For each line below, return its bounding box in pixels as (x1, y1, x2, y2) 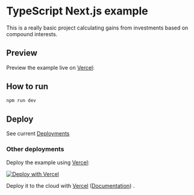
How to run (6, 81, 49, 91)
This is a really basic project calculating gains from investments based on (6, 24, 189, 31)
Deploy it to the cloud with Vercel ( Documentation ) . (6, 182, 135, 189)
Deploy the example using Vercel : (6, 158, 90, 166)
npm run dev (6, 97, 36, 104)
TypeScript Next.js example (6, 4, 149, 18)
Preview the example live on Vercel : (6, 64, 95, 71)
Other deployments (6, 145, 64, 153)
